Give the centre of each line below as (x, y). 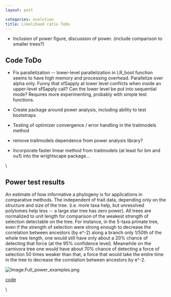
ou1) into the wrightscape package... (51, 156)
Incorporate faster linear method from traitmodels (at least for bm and (87, 151)
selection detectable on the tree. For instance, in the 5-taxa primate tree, (82, 222)
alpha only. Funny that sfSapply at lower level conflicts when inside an (87, 84)
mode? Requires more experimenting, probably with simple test (80, 94)
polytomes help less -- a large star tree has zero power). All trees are (78, 211)
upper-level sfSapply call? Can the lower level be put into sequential (84, 89)
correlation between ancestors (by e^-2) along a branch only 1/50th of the (83, 232)
